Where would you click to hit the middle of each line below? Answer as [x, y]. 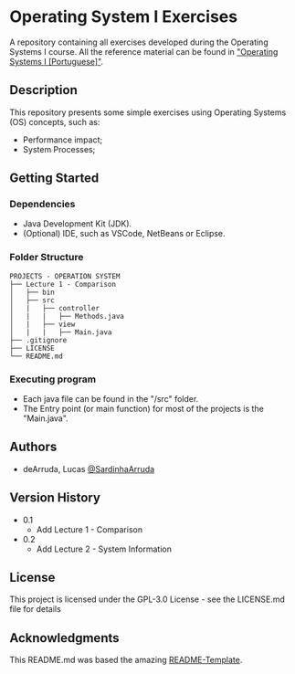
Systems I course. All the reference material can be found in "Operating [144, 51]
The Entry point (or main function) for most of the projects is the [143, 409]
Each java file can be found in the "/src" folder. [111, 399]
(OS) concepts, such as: [55, 121]
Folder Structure [47, 258]
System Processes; [59, 149]
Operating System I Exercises [124, 17]
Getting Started [54, 179]
